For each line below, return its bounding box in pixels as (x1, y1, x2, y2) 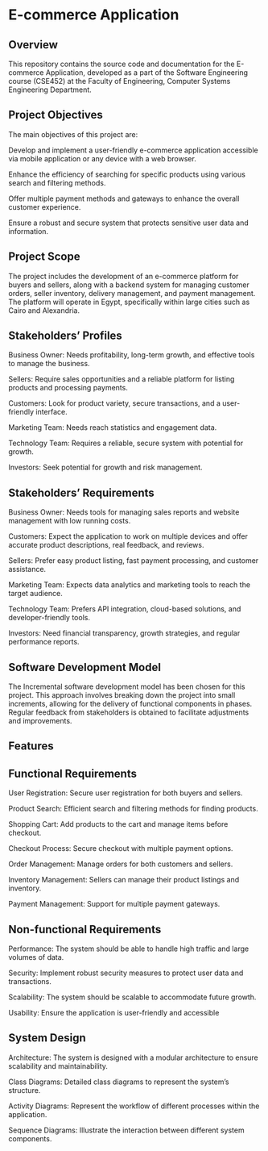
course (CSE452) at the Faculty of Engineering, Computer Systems (8, 77, 231, 85)
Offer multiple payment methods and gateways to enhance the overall (8, 194, 240, 203)
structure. (8, 1085, 41, 1095)
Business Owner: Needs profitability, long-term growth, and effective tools (8, 350, 255, 360)
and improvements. (8, 716, 72, 726)
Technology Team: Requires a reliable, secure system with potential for (8, 438, 244, 448)
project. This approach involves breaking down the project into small (8, 690, 236, 700)
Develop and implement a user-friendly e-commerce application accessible (8, 145, 259, 155)
